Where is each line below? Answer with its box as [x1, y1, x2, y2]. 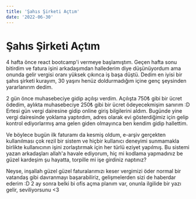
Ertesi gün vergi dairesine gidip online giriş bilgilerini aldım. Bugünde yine [6, 107, 183, 114]
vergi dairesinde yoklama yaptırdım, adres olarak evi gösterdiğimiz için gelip [6, 114, 189, 121]
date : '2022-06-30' [6, 14, 54, 20]
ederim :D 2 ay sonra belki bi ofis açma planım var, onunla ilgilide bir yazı [6, 180, 181, 187]
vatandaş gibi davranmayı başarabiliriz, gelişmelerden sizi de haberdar [6, 174, 176, 181]
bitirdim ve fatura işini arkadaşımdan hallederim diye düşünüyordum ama [6, 65, 181, 72]
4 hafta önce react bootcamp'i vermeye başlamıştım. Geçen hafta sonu [6, 59, 177, 66]
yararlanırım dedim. [6, 83, 53, 91]
